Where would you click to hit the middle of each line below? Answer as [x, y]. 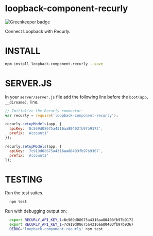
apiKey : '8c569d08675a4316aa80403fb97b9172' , [56, 129]
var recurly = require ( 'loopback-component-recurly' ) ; [62, 115]
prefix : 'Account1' [29, 133]
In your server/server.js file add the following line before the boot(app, [77, 97]
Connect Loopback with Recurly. [38, 31]
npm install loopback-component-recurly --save [54, 64]
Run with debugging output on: [36, 211]
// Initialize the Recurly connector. [44, 111]
